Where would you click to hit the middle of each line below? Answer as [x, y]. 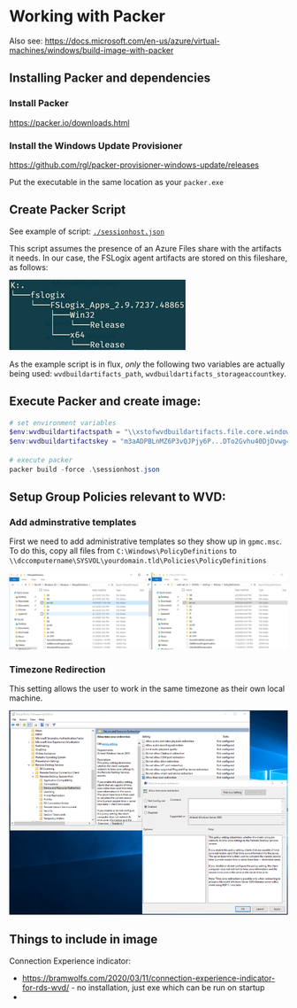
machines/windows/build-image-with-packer [91, 50]
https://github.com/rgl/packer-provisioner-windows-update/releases [134, 165]
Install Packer [39, 104]
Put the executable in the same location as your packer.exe [116, 182]
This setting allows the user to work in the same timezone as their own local [147, 689]
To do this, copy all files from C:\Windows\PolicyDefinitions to [123, 551]
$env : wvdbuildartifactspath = [65, 432]
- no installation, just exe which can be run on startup [168, 987]
